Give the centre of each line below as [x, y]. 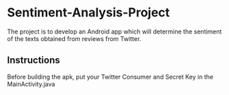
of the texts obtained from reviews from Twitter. [74, 38]
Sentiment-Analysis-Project [89, 13]
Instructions [33, 60]
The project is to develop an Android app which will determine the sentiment [114, 31]
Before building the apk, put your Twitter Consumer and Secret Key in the [110, 77]
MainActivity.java [31, 84]
